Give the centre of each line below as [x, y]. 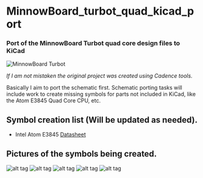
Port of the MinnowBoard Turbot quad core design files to [93, 43]
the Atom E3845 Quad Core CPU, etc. [54, 101]
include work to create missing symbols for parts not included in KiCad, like [101, 94]
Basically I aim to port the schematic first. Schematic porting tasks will [94, 88]
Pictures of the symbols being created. [82, 154]
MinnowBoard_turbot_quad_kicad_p [100, 11]
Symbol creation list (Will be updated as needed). [102, 120]
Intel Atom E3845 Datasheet [51, 135]
